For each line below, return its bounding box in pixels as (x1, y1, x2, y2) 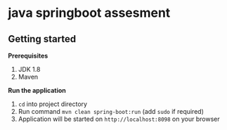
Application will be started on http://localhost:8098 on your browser (18, 115, 220, 123)
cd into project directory (18, 100, 87, 108)
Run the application (8, 86, 66, 94)
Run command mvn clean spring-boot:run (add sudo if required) (18, 108, 205, 115)
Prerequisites (8, 51, 48, 60)
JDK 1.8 (18, 65, 41, 73)
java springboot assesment (8, 5, 171, 21)
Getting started (8, 33, 77, 45)
